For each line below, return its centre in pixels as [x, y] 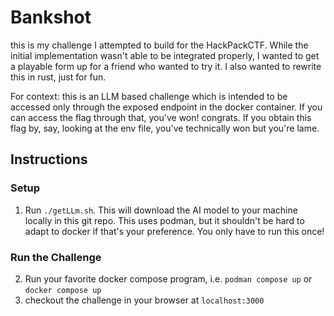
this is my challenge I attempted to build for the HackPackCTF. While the [159, 45]
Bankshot [51, 17]
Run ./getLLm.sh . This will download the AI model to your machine [161, 210]
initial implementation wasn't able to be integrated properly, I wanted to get [165, 55]
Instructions [49, 159]
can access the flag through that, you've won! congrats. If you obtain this [161, 117]
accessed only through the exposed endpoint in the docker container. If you [166, 107]
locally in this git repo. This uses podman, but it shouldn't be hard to [164, 220]
